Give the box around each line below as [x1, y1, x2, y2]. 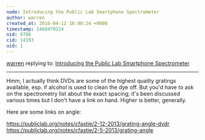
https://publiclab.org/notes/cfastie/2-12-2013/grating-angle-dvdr [6, 120, 170, 127]
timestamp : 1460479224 [6, 26, 64, 32]
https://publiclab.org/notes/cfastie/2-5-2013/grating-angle [6, 126, 154, 134]
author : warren [6, 15, 45, 21]
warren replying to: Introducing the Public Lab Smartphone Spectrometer [6, 59, 190, 67]
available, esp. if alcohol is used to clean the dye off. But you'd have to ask [6, 83, 194, 91]
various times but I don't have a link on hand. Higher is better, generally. [6, 96, 187, 103]
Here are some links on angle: [6, 108, 81, 116]
